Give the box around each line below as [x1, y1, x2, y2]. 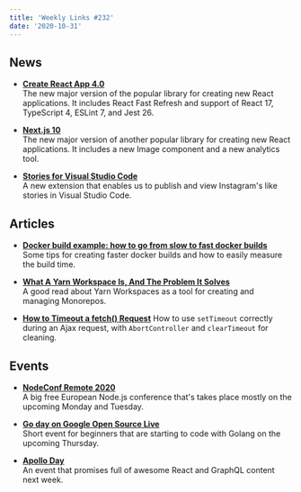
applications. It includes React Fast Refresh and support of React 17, [22, 98, 274, 109]
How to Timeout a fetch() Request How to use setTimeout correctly [22, 313, 273, 324]
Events [9, 358, 49, 373]
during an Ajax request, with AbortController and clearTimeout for [22, 323, 269, 334]
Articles [9, 216, 56, 231]
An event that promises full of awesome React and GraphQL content [22, 464, 276, 475]
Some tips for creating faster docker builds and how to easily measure [22, 249, 283, 261]
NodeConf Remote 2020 [22, 381, 116, 392]
